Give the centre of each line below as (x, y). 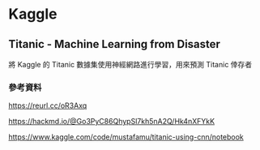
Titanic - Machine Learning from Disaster (115, 44)
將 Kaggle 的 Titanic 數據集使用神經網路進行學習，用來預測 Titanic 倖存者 (130, 64)
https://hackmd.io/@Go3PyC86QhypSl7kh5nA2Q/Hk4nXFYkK (112, 122)
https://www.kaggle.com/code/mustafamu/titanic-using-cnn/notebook (126, 137)
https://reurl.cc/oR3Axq (48, 105)
